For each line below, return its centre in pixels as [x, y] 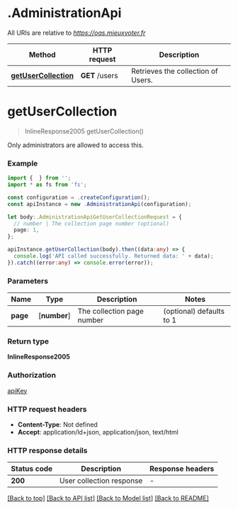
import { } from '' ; [39, 178]
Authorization [32, 376]
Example [23, 163]
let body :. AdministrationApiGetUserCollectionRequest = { [95, 217]
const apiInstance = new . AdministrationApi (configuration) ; [100, 204]
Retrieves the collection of [174, 71]
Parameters [28, 280]
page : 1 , [27, 230]
